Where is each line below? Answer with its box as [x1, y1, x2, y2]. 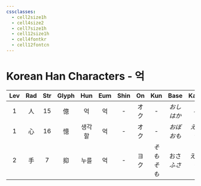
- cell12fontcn [11, 42, 50, 48]
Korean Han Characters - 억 [6, 70, 145, 83]
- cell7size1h [11, 25, 47, 32]
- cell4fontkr [11, 36, 47, 42]
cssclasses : [6, 8, 36, 15]
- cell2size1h [11, 14, 47, 20]
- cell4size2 [11, 20, 44, 26]
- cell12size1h [11, 31, 50, 37]
